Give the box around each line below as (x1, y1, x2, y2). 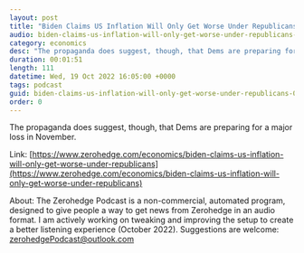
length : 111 (9, 64, 54, 73)
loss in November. (9, 132, 77, 143)
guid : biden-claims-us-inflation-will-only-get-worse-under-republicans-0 (9, 89, 298, 98)
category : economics (9, 38, 88, 48)
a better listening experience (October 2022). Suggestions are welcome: (9, 224, 280, 235)
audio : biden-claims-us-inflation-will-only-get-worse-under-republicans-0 (9, 30, 301, 39)
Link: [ (9, 149, 33, 160)
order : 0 (9, 97, 43, 107)
